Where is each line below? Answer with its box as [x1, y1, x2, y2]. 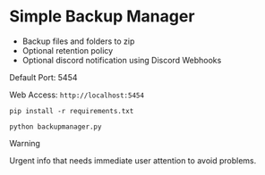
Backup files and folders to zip [21, 36, 135, 46]
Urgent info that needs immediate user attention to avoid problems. [9, 154, 257, 166]
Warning [9, 137, 40, 148]
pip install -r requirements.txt [9, 106, 134, 115]
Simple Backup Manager [9, 6, 195, 27]
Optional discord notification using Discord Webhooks [21, 54, 222, 65]
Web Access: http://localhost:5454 [9, 89, 145, 100]
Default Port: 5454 [9, 71, 78, 82]
